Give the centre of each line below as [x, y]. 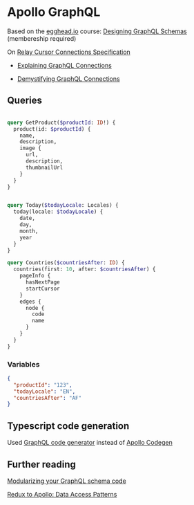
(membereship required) [42, 38]
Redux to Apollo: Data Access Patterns [62, 494]
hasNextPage [42, 282]
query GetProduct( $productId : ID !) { [61, 122]
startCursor [42, 288]
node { [35, 308]
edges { [30, 302]
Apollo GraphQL [54, 12]
